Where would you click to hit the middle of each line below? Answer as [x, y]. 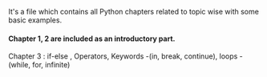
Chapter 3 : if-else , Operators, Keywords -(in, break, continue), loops [123, 56]
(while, [19, 65]
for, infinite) [51, 65]
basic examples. [35, 20]
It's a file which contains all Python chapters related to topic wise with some [133, 12]
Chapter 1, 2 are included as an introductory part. [92, 38]
